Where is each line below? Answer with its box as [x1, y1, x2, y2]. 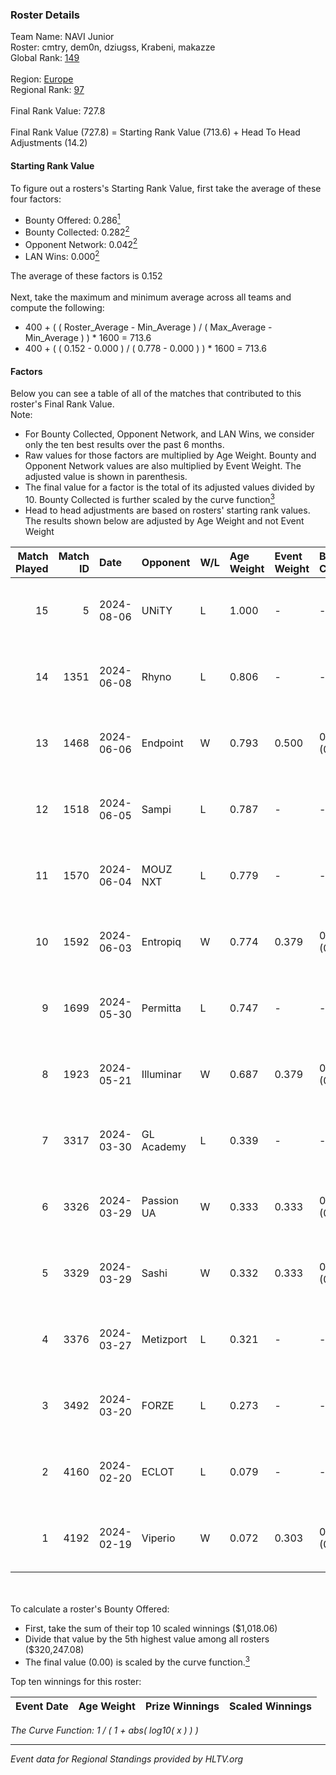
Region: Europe [10, 73, 74, 85]
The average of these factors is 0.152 [10, 270, 163, 282]
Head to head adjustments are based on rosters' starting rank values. [24, 504, 311, 516]
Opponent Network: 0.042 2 [24, 236, 138, 250]
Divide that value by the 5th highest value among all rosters [24, 1633, 270, 1645]
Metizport [141, 1332, 188, 1346]
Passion [141, 1193, 179, 1207]
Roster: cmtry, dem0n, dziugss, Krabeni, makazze [10, 41, 216, 53]
